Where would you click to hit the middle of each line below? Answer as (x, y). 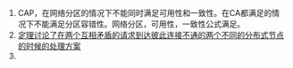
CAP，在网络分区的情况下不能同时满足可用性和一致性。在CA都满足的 (145, 13)
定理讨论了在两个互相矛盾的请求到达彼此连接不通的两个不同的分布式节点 (151, 35)
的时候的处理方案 (49, 46)
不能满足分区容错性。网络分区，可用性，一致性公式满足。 (139, 24)
